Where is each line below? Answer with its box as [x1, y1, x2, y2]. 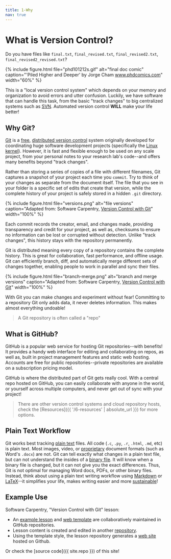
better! [5, 109, 19, 115]
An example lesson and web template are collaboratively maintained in [12, 516, 161, 522]
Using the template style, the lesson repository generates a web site [12, 532, 156, 539]
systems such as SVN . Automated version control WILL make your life [5, 103, 153, 110]
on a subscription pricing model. [5, 365, 74, 371]
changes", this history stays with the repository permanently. [5, 237, 133, 244]
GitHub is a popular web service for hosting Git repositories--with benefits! [5, 343, 163, 350]
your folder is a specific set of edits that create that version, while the [5, 185, 152, 191]
